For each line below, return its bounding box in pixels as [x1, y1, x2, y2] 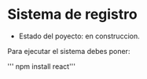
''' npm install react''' [7, 61, 76, 71]
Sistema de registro [7, 5, 138, 23]
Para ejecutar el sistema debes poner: [7, 46, 130, 56]
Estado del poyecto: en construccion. [18, 31, 140, 41]
